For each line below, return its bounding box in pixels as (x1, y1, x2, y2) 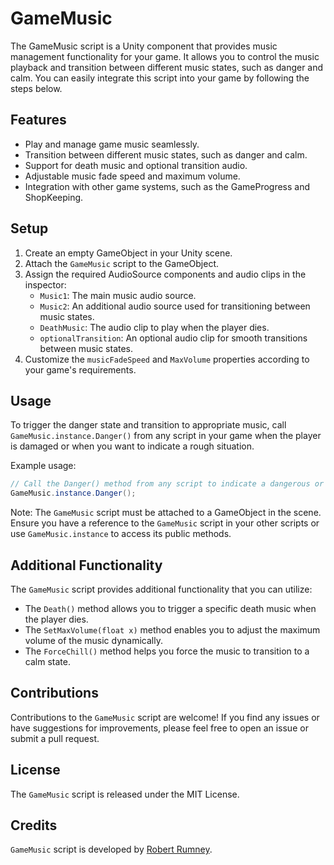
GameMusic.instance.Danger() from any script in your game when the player (10, 430, 322, 442)
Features (10, 112, 67, 129)
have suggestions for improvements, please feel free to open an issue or (10, 722, 309, 734)
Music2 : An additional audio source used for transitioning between (39, 300, 311, 312)
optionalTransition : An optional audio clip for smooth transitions (39, 332, 308, 344)
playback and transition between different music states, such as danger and (10, 61, 324, 73)
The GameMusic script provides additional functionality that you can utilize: (10, 583, 313, 595)
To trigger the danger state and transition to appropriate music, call (10, 419, 287, 431)
